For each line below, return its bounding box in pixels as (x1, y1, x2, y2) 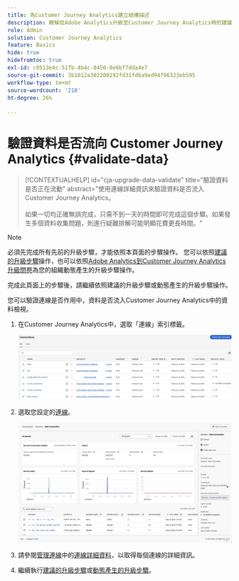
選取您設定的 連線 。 (17, 408, 75, 416)
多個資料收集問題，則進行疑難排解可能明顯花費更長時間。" (31, 219, 203, 227)
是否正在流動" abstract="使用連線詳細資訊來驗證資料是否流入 (24, 185, 205, 193)
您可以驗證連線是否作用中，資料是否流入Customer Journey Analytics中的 (7, 296, 222, 304)
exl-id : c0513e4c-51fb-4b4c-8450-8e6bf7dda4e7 (7, 64, 148, 71)
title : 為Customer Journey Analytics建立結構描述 (7, 11, 150, 19)
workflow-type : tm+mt (7, 79, 72, 86)
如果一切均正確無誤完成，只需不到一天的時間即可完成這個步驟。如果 (24, 210, 225, 219)
